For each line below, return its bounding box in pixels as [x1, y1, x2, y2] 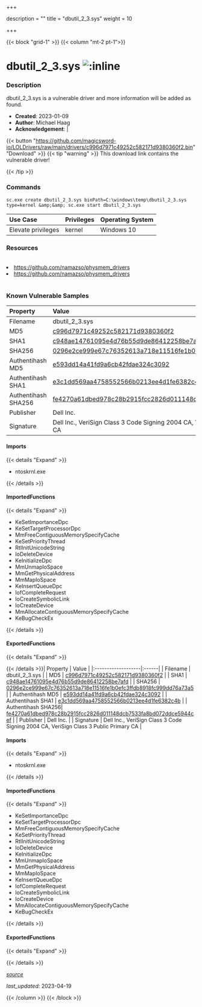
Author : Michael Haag [14, 119, 70, 127]
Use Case [9, 215, 38, 224]
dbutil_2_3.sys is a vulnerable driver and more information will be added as [6, 95, 191, 102]
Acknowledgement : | [14, 125, 69, 133]
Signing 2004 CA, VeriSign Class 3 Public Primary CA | [6, 722, 142, 730]
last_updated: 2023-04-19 [6, 982, 72, 990]
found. [6, 101, 23, 109]
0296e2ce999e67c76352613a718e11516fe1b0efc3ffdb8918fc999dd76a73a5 [6, 684, 194, 691]
